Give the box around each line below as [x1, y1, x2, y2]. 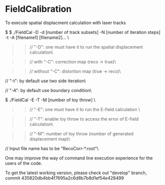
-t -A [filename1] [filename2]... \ [5, 34, 69, 40]
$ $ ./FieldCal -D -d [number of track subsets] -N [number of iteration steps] [5, 29, 161, 35]
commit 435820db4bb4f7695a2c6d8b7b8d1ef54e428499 [5, 175, 124, 181]
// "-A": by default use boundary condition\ [5, 87, 92, 93]
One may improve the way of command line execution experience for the [5, 155, 153, 161]
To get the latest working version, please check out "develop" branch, [5, 170, 147, 176]
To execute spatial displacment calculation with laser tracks [5, 20, 126, 26]
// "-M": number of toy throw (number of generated [29, 130, 134, 136]
